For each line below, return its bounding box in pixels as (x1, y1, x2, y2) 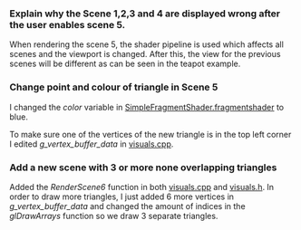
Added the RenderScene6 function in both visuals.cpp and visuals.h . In (9, 181, 275, 192)
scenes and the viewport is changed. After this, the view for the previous (9, 49, 281, 60)
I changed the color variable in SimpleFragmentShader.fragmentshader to (9, 101, 284, 112)
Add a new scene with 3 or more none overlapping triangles (9, 161, 277, 174)
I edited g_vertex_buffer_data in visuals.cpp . (9, 139, 174, 149)
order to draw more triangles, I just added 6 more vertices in (9, 191, 234, 202)
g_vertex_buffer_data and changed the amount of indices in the (9, 200, 247, 211)
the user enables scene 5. (9, 18, 126, 31)
